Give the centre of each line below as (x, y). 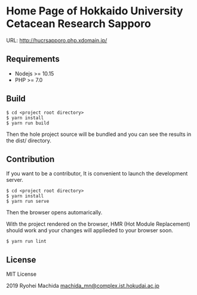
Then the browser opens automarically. (54, 212)
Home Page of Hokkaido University (95, 11)
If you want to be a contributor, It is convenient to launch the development (97, 174)
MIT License (21, 274)
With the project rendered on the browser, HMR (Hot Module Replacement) (98, 224)
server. (15, 180)
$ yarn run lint (26, 241)
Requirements (33, 59)
